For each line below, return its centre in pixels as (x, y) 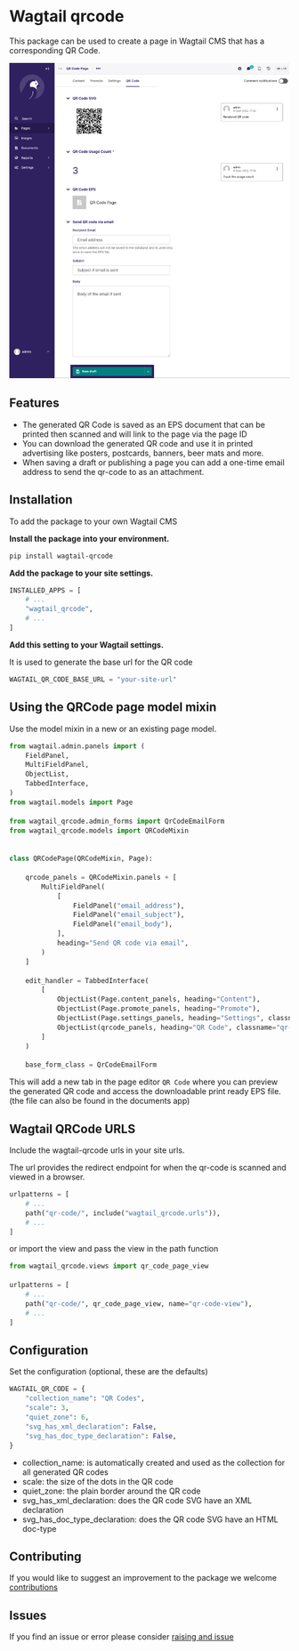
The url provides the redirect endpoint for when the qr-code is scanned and (148, 1168)
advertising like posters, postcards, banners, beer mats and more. (143, 453)
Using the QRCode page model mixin (113, 708)
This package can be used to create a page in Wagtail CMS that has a (137, 41)
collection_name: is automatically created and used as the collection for (154, 1462)
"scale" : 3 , (47, 1408)
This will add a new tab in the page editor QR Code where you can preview (144, 1082)
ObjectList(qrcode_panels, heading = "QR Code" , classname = (166, 1027)
